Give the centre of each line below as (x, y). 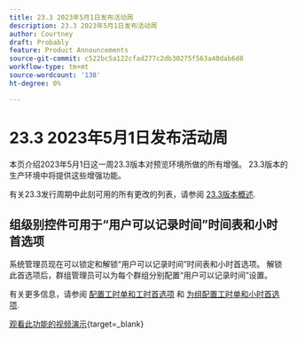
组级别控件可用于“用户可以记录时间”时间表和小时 (144, 224)
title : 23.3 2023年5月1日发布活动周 (71, 17)
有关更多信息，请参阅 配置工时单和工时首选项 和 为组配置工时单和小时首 (141, 295)
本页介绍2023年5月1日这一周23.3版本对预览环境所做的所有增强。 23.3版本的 (148, 164)
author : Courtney (41, 34)
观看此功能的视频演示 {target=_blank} (77, 324)
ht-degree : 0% (35, 83)
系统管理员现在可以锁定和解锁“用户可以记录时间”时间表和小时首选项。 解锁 (146, 264)
